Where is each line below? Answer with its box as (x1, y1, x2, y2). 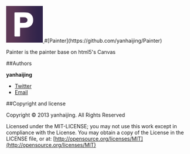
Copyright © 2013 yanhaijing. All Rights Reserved (6, 111, 125, 118)
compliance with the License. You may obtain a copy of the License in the (6, 129, 184, 136)
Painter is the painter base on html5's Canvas (6, 49, 116, 55)
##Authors (6, 60, 32, 67)
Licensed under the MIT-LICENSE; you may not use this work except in (6, 123, 177, 129)
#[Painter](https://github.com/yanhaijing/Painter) (43, 37, 162, 44)
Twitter (14, 83, 32, 90)
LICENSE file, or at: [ (6, 135, 56, 142)
